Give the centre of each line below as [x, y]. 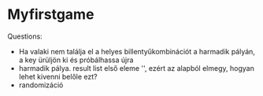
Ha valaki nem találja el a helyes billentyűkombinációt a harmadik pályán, [137, 51]
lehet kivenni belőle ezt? [58, 76]
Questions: [25, 36]
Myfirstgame [51, 15]
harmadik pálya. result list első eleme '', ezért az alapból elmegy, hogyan [137, 68]
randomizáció [41, 85]
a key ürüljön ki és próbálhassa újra [76, 60]
